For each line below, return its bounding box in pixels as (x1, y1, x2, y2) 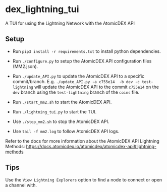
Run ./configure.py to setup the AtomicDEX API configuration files (12, 58, 152, 64)
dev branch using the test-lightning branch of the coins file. (12, 89, 140, 95)
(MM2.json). (12, 63, 38, 69)
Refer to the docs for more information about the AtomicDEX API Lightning (5, 138, 160, 144)
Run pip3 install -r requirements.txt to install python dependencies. (12, 48, 161, 54)
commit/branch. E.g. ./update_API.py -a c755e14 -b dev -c (12, 78, 140, 84)
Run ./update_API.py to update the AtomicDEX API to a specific (12, 73, 145, 79)
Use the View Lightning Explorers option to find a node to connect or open (5, 176, 162, 182)
